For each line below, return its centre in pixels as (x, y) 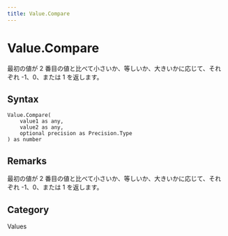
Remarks (27, 161)
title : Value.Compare (39, 14)
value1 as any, (42, 121)
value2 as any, (42, 127)
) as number (24, 140)
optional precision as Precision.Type (76, 134)
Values (17, 226)
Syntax (23, 99)
